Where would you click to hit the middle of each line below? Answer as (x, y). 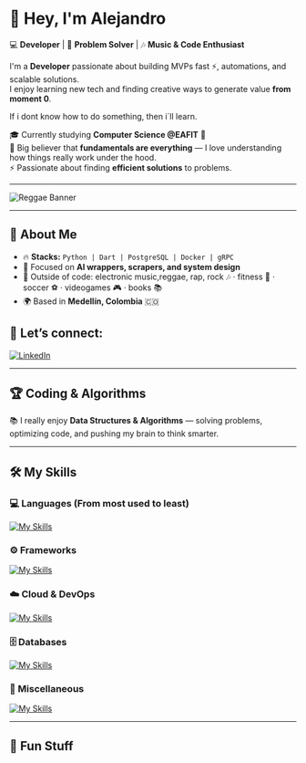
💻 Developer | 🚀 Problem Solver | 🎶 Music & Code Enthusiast (127, 44)
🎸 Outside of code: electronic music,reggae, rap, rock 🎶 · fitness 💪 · (148, 277)
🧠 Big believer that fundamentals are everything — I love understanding (146, 147)
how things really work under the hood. (83, 157)
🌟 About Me (43, 235)
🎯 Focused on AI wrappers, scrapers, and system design (132, 267)
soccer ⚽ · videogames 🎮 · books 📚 (92, 287)
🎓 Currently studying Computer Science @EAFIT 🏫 (108, 134)
